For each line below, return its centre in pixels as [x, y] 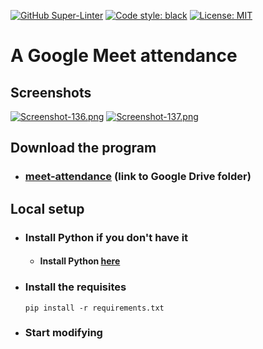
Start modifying [63, 333]
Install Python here [80, 261]
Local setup [47, 208]
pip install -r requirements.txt [94, 308]
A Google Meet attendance [124, 56]
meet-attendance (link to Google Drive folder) [138, 177]
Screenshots [51, 92]
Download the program [83, 148]
